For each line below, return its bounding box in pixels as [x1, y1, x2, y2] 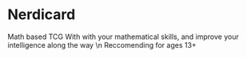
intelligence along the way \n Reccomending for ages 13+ [7, 40, 197, 49]
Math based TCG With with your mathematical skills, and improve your [7, 32, 239, 41]
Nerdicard [7, 6, 76, 24]
